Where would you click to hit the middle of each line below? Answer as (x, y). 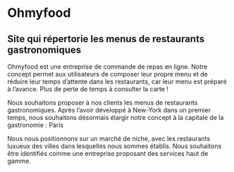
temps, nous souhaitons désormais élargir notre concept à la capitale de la (116, 118)
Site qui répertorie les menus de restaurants (106, 39)
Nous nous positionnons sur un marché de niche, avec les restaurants (109, 139)
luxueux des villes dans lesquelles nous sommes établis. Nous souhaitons (115, 146)
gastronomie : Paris (36, 125)
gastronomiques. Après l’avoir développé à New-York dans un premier (109, 110)
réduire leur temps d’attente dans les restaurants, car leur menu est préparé (117, 81)
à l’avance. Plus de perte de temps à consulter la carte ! (88, 89)
